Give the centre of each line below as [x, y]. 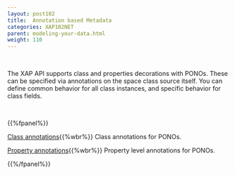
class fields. [25, 96]
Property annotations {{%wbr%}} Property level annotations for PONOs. [111, 150]
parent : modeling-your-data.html [56, 33]
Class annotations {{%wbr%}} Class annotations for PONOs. [95, 137]
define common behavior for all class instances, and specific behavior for [114, 89]
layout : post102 [31, 14]
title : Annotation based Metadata [60, 20]
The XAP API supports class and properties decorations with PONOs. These [117, 74]
